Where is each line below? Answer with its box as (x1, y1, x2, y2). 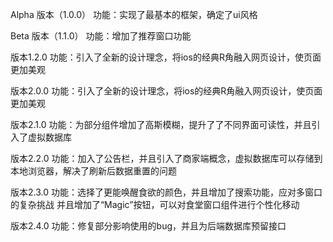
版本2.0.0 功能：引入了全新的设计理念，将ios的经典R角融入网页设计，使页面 (10, 85, 323, 97)
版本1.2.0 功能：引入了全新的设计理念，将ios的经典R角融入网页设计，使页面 (10, 51, 322, 63)
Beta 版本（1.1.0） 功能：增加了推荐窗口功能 (10, 30, 192, 42)
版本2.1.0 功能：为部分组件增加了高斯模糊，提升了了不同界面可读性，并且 (10, 119, 312, 130)
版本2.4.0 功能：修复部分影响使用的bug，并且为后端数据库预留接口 (10, 220, 287, 232)
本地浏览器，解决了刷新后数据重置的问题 (10, 165, 177, 177)
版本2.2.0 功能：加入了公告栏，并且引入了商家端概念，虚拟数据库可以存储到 (10, 153, 323, 164)
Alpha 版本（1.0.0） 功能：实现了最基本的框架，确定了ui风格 (10, 9, 258, 20)
